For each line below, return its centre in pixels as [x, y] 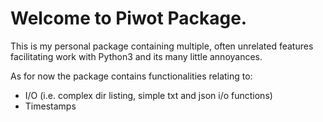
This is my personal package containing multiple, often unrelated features [162, 46]
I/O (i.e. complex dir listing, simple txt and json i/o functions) [148, 95]
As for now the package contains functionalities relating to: [131, 76]
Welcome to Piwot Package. [129, 18]
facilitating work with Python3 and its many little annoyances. [136, 56]
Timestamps [50, 106]
